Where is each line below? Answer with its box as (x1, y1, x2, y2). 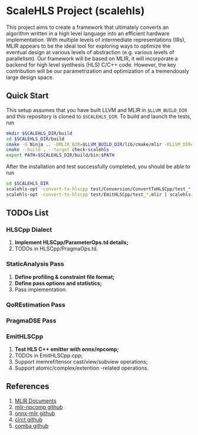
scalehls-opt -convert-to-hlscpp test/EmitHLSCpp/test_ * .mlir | (6, 192, 167, 197)
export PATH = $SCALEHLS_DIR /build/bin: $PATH (6, 152, 115, 159)
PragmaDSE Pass (6, 317, 57, 325)
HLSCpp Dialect (6, 226, 52, 234)
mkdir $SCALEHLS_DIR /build (6, 130, 72, 136)
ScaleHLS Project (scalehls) (6, 4, 145, 18)
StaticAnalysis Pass (6, 260, 64, 268)
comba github (14, 422, 49, 429)
